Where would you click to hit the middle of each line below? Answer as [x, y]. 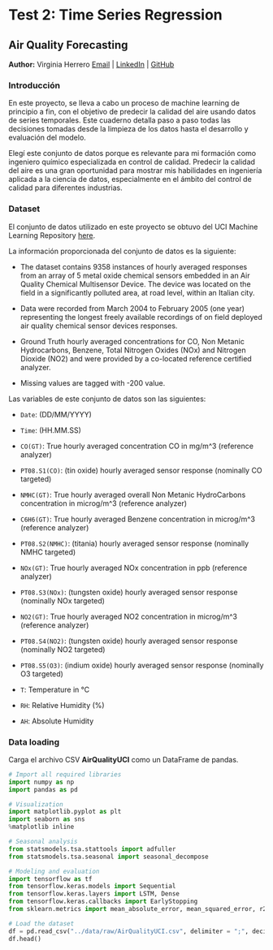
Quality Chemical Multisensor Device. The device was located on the [135, 284]
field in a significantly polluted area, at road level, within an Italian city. [137, 292]
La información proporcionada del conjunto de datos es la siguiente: [122, 251]
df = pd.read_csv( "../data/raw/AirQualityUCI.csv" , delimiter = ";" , [129, 931]
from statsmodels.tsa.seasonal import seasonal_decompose [108, 857]
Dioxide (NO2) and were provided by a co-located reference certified [136, 358]
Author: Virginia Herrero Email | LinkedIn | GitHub [91, 64]
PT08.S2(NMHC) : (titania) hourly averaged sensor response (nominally [134, 543]
